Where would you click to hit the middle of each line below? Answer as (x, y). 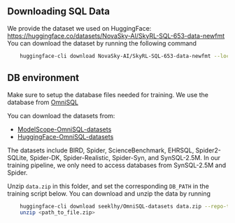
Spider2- (208, 150)
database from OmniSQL (43, 102)
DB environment (43, 78)
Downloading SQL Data (59, 12)
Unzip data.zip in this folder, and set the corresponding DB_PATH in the (108, 186)
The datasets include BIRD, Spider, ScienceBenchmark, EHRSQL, (101, 150)
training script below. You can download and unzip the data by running (109, 193)
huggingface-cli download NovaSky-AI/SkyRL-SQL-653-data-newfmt (115, 56)
